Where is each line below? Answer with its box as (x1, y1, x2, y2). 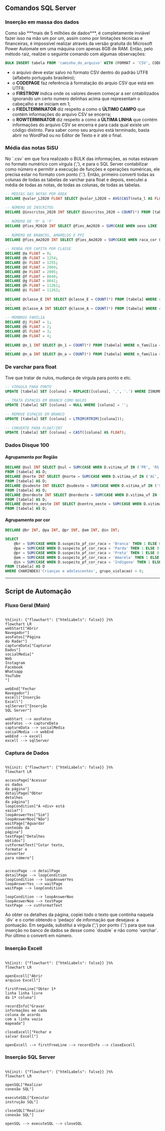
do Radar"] (5, 638, 27, 644)
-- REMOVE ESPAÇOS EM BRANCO (5, 412, 65, 417)
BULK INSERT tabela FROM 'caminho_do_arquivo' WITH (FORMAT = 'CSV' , (5, 60, 151, 66)
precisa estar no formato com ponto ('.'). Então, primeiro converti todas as (5, 171, 155, 177)
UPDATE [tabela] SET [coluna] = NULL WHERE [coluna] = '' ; (5, 403, 129, 408)
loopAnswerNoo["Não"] (5, 817, 50, 822)
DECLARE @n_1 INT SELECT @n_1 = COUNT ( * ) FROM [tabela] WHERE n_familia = (5, 343, 162, 348)
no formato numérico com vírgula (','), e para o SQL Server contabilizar (5, 161, 148, 167)
